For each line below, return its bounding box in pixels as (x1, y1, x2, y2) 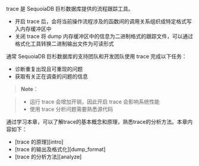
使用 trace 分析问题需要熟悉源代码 (29, 106, 113, 112)
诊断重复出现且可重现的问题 (14, 65, 83, 73)
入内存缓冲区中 (14, 26, 52, 32)
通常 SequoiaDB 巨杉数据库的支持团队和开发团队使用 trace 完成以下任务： (6, 53, 187, 59)
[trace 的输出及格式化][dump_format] (14, 146, 106, 153)
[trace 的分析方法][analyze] (14, 154, 82, 160)
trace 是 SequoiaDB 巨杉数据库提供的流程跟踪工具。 (6, 5, 134, 12)
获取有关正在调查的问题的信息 (14, 73, 88, 80)
